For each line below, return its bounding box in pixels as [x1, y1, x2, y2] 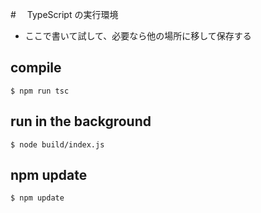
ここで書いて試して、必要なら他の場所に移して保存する [24, 30, 252, 42]
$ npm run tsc [10, 86, 70, 96]
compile [10, 59, 62, 77]
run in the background [10, 113, 152, 130]
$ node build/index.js [10, 139, 105, 150]
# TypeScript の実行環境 [10, 9, 119, 20]
